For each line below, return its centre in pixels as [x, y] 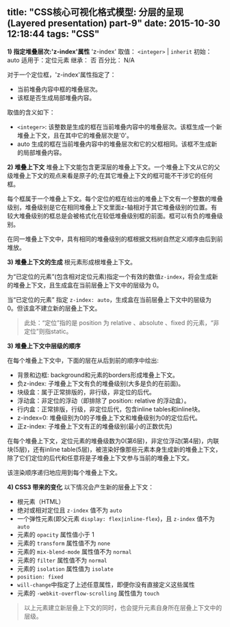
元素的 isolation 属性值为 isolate [65, 568]
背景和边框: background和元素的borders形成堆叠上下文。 [98, 374]
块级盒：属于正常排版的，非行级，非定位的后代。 [86, 392]
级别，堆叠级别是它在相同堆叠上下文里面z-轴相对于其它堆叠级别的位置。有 [112, 207]
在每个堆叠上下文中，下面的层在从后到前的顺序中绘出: [83, 360]
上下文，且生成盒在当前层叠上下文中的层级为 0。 [94, 285]
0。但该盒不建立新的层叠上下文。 [54, 308]
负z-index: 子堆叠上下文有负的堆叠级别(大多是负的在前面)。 [101, 383]
